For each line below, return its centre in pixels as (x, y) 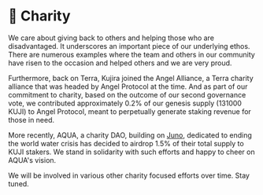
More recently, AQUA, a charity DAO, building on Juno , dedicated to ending (130, 135)
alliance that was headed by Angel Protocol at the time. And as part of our (128, 86)
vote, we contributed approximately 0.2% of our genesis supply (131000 (125, 103)
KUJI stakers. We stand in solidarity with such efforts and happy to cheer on (131, 152)
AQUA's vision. (32, 160)
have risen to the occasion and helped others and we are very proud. (120, 63)
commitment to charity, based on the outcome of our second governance (127, 94)
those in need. (31, 120)
